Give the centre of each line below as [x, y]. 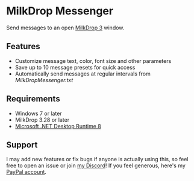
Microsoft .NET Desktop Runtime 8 [58, 126]
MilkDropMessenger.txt [44, 80]
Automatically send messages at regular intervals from [83, 74]
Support [22, 145]
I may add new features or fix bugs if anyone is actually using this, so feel [97, 159]
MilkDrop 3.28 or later [42, 120]
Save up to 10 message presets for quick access [75, 67]
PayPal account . [27, 172]
